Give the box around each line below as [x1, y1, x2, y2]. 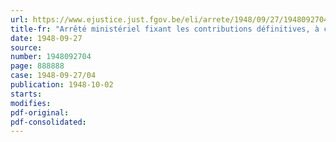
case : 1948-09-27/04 [10, 71, 97, 81]
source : [10, 42, 43, 53]
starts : [10, 89, 43, 99]
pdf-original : [10, 107, 70, 118]
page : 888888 [10, 61, 65, 71]
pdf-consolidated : [10, 117, 87, 127]
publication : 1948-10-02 [10, 80, 114, 90]
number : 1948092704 [10, 52, 92, 62]
